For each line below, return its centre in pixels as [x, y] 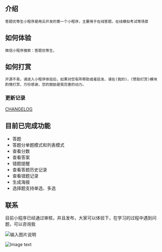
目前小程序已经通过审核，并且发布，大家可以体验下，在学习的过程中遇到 [79, 218]
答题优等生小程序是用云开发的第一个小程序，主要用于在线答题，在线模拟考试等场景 [77, 21]
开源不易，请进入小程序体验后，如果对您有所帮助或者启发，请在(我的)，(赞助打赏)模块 [81, 80]
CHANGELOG [19, 109]
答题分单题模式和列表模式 [38, 145]
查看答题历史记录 [30, 169]
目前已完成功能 [28, 126]
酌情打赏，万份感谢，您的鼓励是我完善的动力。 [46, 85]
